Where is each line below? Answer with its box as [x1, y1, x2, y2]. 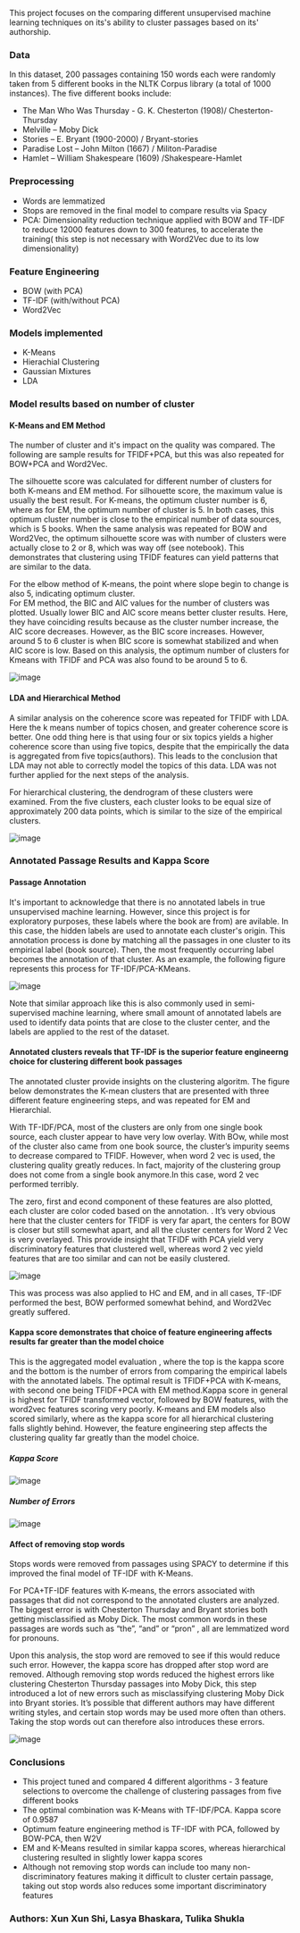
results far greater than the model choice [9, 1336, 165, 1347]
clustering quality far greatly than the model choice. [9, 1433, 199, 1443]
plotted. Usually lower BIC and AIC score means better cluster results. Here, [9, 607, 288, 618]
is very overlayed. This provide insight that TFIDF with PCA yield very [9, 1234, 264, 1244]
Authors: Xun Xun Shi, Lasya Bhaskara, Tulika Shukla [9, 1912, 246, 1925]
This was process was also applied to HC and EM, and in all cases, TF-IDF [9, 1287, 283, 1298]
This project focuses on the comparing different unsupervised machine [9, 8, 271, 18]
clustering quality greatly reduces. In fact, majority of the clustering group [9, 1159, 281, 1170]
